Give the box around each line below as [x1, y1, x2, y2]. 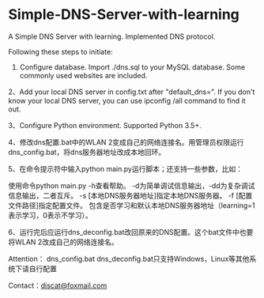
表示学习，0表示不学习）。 [8, 210, 92, 220]
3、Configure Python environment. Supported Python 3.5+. [8, 120, 202, 130]
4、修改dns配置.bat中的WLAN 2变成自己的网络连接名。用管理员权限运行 [8, 137, 244, 147]
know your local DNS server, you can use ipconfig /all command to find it [8, 96, 246, 105]
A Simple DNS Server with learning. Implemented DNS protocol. [8, 32, 216, 41]
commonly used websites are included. [19, 70, 148, 80]
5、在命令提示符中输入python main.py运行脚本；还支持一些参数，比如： [8, 164, 243, 173]
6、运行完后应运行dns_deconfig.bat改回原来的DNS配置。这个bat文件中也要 [8, 227, 254, 236]
